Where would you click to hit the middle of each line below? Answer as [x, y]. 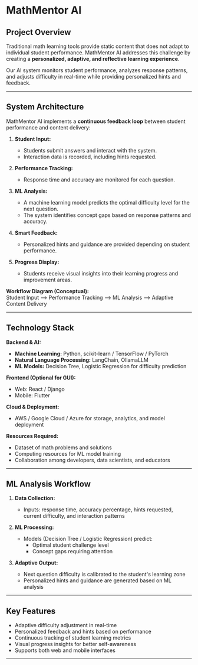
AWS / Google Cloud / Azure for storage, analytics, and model [90, 418]
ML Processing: [34, 527]
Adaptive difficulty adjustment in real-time [66, 625]
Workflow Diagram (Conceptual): [48, 291]
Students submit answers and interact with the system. [90, 150]
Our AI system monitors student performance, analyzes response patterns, [97, 70]
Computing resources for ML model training [68, 453]
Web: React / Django [39, 389]
